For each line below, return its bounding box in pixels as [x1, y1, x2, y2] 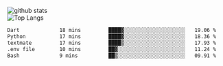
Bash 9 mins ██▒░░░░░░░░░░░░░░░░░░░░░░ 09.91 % [7, 52, 216, 59]
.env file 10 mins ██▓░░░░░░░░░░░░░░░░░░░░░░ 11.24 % [7, 46, 216, 52]
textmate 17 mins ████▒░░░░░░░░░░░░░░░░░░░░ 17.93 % [7, 39, 216, 46]
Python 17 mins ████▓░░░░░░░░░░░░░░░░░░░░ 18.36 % [7, 33, 216, 40]
